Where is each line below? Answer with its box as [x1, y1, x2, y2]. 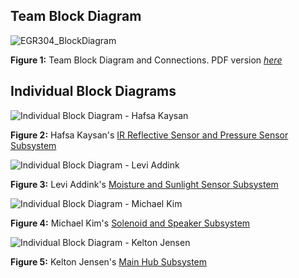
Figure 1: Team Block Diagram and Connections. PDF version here [10, 54, 283, 66]
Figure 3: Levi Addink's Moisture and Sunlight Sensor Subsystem [10, 178, 279, 190]
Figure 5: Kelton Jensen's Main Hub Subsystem [10, 255, 208, 268]
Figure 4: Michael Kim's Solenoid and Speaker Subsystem [10, 217, 251, 229]
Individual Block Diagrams [10, 83, 177, 100]
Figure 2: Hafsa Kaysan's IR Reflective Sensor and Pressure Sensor [10, 129, 289, 141]
